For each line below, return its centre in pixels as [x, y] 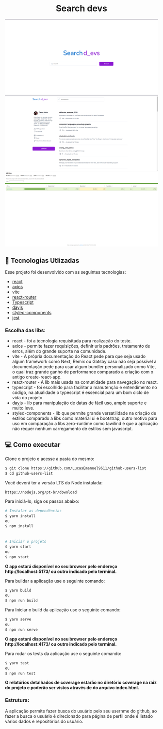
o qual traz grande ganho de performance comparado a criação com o [83, 372]
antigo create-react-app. [37, 377]
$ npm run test [20, 673]
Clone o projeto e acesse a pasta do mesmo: [50, 459]
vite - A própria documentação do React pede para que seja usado [79, 356]
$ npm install [19, 526]
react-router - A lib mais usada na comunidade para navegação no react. [85, 382]
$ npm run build [21, 601]
